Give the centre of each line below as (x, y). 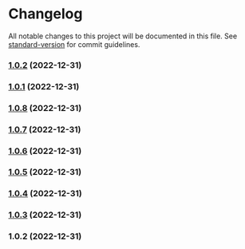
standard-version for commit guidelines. (74, 44)
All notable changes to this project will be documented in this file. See (123, 36)
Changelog (45, 14)
